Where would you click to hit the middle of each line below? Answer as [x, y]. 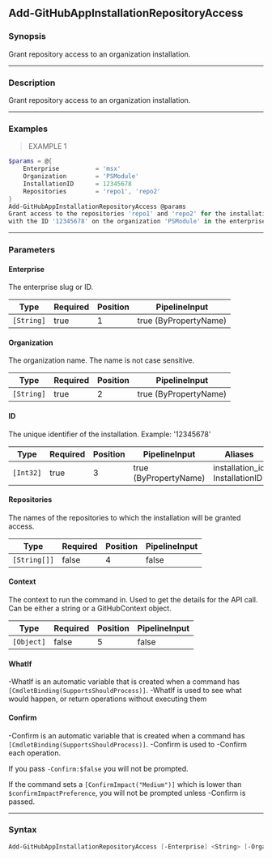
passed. [22, 802]
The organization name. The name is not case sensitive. [102, 360]
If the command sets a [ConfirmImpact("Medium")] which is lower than [125, 784]
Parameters [32, 250]
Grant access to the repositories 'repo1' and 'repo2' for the [117, 214]
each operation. [35, 753]
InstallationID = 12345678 [77, 184]
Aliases [239, 454]
